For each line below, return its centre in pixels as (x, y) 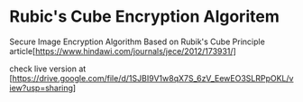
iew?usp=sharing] (43, 88)
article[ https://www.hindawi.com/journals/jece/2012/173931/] (123, 51)
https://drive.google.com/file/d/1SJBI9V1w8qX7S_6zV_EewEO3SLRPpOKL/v (153, 78)
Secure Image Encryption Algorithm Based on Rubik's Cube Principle (138, 42)
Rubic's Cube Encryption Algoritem (144, 17)
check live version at (48, 69)
